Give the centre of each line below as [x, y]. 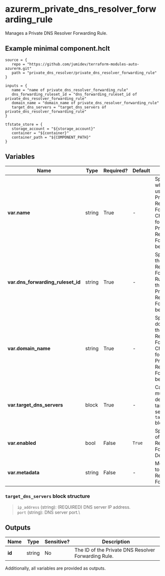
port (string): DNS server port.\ [48, 512]
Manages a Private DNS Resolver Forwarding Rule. [56, 33]
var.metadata [24, 472]
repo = [18, 64]
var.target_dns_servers [35, 405]
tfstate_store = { [24, 124]
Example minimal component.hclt [58, 48]
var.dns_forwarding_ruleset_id [44, 282]
